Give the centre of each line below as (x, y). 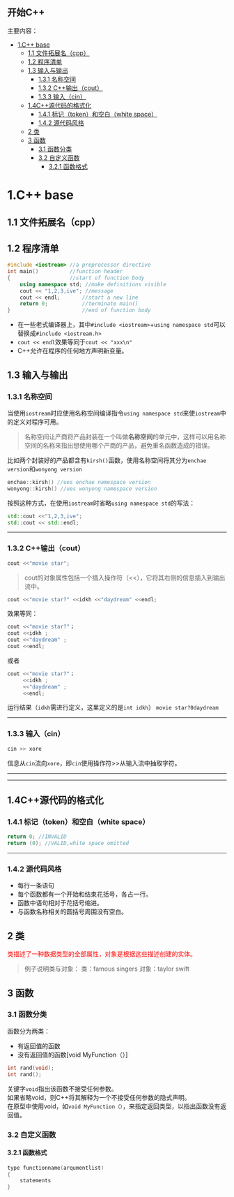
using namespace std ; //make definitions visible (93, 284)
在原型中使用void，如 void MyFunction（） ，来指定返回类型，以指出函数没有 (114, 1106)
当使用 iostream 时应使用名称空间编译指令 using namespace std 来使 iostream (114, 413)
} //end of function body (79, 310)
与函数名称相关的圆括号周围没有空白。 (72, 912)
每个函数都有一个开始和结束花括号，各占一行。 (84, 894)
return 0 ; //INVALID (37, 837)
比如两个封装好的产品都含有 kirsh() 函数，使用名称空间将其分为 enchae (107, 460)
